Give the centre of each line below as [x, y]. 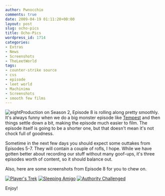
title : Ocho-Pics [23, 33]
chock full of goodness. [29, 133]
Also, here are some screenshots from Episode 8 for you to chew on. [76, 169]
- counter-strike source [31, 70]
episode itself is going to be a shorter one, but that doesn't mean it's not [79, 128]
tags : [11, 65]
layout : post [19, 24]
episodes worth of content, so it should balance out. [59, 159]
